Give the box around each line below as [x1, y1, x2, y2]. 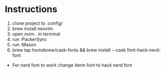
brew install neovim [12, 25, 53, 31]
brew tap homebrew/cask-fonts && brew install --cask [12, 47, 126, 53]
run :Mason [12, 41, 37, 47]
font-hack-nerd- [126, 47, 161, 53]
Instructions [5, 4, 58, 15]
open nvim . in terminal [12, 31, 61, 37]
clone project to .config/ [12, 20, 63, 26]
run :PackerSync [12, 36, 47, 42]
